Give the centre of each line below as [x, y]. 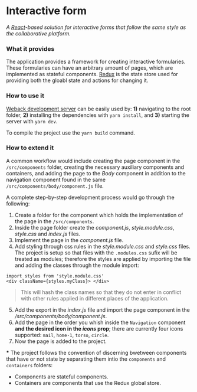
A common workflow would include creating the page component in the [93, 161]
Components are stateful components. [61, 377]
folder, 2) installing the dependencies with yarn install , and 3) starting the [98, 115]
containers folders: [29, 365]
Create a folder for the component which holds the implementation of [99, 215]
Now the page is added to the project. [61, 341]
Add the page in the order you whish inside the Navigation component [100, 322]
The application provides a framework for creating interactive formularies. [96, 62]
